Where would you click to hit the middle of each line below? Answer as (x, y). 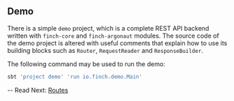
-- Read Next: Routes (38, 90)
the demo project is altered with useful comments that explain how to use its (117, 43)
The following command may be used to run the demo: (87, 64)
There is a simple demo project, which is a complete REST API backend (108, 28)
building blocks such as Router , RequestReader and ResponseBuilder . (105, 50)
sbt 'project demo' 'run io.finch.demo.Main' (75, 77)
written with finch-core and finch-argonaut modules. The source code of (113, 36)
